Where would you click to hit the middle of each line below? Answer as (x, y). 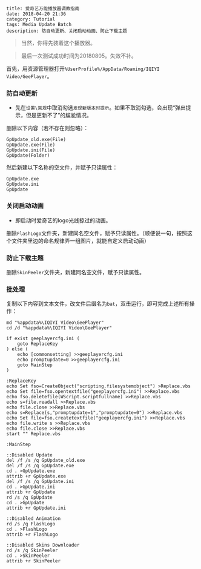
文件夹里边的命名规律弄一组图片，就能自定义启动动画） (80, 240)
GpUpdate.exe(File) (31, 145)
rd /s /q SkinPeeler (32, 551)
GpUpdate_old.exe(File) (36, 140)
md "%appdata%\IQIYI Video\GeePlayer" (55, 323)
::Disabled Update (29, 455)
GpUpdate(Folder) (28, 156)
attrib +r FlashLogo (32, 534)
